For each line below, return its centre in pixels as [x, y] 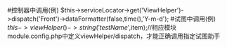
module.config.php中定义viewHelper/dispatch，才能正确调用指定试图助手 [114, 36]
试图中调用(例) [195, 19]
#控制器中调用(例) [33, 10]
